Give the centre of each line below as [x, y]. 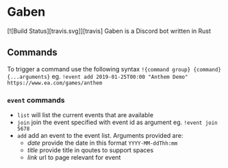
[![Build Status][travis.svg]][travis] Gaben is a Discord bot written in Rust [109, 31]
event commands [36, 100]
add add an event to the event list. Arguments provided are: [100, 136]
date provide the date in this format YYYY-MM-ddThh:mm [102, 143]
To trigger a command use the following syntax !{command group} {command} [114, 69]
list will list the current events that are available [85, 115]
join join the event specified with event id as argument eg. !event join [117, 122]
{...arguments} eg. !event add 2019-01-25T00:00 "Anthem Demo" [98, 76]
